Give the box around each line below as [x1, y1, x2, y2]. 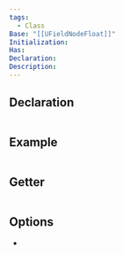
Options [9, 214, 55, 229]
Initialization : [9, 37, 69, 47]
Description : [9, 63, 57, 72]
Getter [9, 174, 46, 189]
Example [9, 135, 58, 150]
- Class [17, 21, 46, 30]
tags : [9, 12, 29, 22]
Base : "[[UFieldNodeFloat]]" [9, 29, 116, 38]
